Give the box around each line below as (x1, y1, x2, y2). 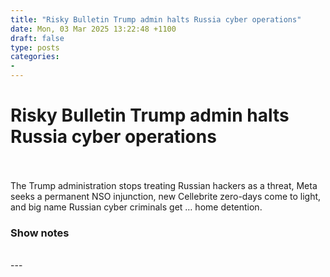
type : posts (10, 42, 60, 53)
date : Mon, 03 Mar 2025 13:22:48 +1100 (10, 24, 177, 34)
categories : (10, 52, 60, 62)
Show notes (10, 226, 70, 240)
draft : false (10, 33, 65, 43)
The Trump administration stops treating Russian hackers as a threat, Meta (10, 179, 318, 191)
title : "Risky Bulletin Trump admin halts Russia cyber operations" (10, 14, 302, 25)
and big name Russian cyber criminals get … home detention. (10, 201, 263, 213)
